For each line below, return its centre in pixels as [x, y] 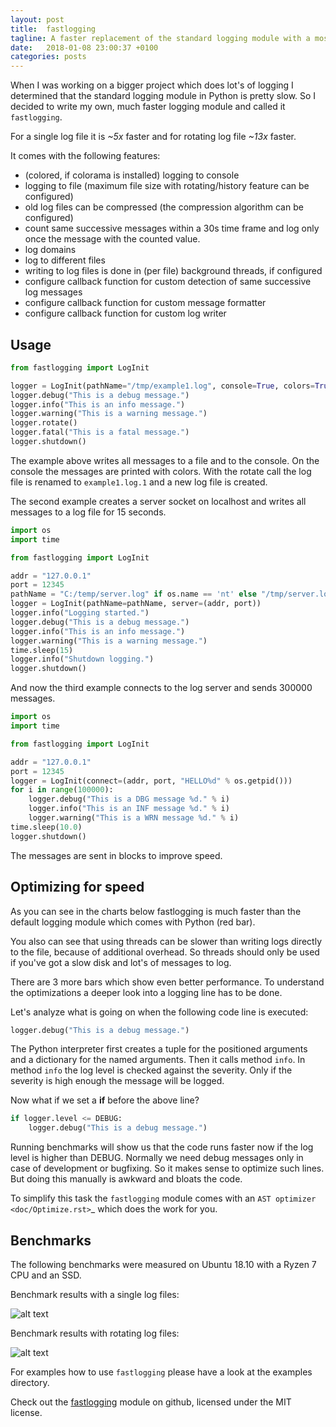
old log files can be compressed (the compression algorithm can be [164, 207]
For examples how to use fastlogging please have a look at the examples [161, 1372]
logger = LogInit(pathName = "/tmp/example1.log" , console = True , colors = [162, 386]
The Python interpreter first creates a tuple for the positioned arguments [159, 1049]
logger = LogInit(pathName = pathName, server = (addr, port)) [136, 604]
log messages [53, 292]
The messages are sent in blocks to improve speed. [116, 855]
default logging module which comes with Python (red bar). [133, 922]
